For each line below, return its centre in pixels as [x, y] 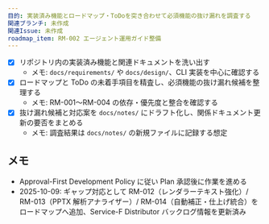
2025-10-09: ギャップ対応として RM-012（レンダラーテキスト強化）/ [134, 192]
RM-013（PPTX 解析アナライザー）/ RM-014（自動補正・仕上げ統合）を [139, 201]
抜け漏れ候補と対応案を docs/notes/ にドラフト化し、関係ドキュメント [137, 113]
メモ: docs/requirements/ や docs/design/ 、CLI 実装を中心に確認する [145, 73]
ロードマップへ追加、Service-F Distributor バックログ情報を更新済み [132, 212]
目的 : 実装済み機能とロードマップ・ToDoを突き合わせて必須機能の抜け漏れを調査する [129, 16]
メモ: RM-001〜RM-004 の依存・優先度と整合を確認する [124, 102]
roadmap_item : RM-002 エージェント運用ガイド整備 [85, 38]
